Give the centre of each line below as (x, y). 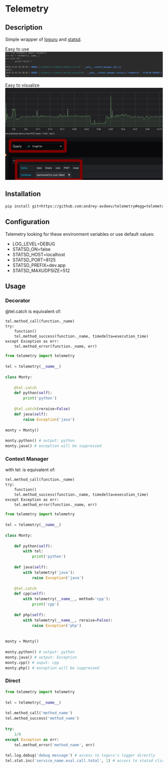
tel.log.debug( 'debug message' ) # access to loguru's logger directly (80, 755)
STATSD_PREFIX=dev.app (39, 265)
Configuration (27, 222)
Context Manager (27, 459)
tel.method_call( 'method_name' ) (39, 713)
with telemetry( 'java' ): (49, 572)
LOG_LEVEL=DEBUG (34, 244)
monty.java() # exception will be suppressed (53, 446)
